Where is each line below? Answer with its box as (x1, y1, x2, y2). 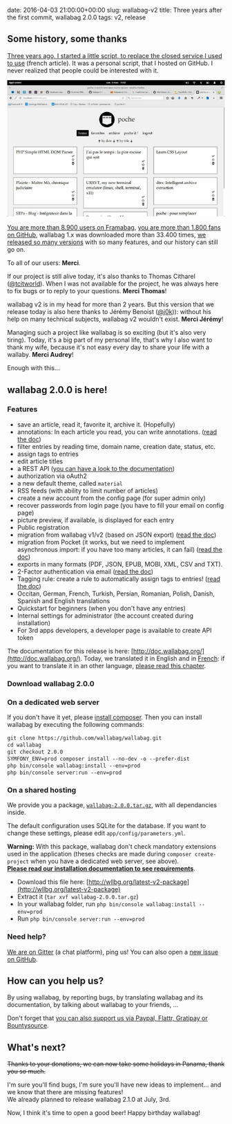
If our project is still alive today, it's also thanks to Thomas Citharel (7, 273, 195, 281)
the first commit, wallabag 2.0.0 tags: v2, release (7, 13, 146, 21)
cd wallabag (7, 741, 41, 749)
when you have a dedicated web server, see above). (30, 857, 180, 865)
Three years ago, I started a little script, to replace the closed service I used (7, 51, 222, 59)
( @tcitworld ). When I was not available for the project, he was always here (7, 279, 219, 288)
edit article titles (17, 457, 64, 466)
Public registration (17, 523, 70, 531)
